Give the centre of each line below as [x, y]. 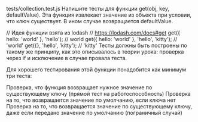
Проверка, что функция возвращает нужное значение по [79, 87]
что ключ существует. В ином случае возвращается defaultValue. [90, 21]
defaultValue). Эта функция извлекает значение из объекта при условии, [99, 15]
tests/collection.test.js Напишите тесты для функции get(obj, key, [88, 9]
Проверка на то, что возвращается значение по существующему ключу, [99, 106]
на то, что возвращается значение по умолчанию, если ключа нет [91, 100]
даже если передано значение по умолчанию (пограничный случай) [94, 113]
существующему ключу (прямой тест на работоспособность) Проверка [99, 94]
